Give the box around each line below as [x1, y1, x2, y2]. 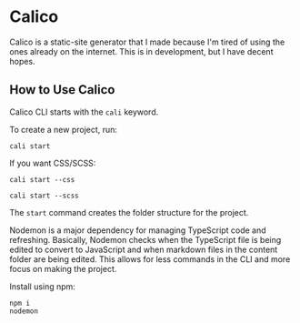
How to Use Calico [9, 82, 115, 97]
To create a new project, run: [9, 124, 118, 135]
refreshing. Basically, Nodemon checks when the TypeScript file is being [9, 234, 282, 245]
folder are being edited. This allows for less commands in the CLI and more [9, 253, 291, 265]
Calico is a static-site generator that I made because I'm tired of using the [9, 36, 285, 47]
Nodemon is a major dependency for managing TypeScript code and [9, 225, 266, 236]
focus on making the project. [9, 263, 117, 274]
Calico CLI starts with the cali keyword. [9, 106, 159, 117]
